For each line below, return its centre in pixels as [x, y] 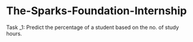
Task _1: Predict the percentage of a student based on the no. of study [93, 27]
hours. [14, 33]
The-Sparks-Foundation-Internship [96, 11]
